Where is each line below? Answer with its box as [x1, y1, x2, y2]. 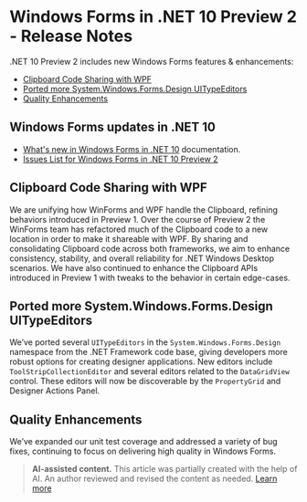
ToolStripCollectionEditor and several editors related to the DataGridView [9, 366, 290, 377]
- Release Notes [9, 26, 133, 47]
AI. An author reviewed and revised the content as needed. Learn [31, 473, 278, 485]
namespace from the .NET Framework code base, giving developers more [9, 347, 288, 358]
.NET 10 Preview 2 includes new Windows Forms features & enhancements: [9, 56, 294, 67]
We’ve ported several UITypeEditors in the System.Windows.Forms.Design [9, 337, 281, 348]
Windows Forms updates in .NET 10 [9, 120, 217, 135]
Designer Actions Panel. [9, 385, 101, 396]
